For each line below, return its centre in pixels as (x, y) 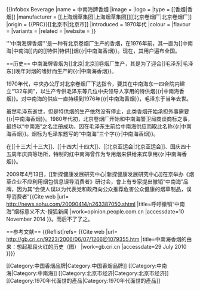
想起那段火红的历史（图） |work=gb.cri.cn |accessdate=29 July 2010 (101, 247)
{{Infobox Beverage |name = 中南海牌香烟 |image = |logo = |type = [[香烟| (97, 9)
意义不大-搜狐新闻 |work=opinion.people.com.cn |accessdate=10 (104, 211)
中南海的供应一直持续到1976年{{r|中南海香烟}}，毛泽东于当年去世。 (109, 99)
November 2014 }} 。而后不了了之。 (50, 219)
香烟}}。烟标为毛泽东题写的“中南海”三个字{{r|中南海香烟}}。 (85, 134)
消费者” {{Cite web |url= (40, 196)
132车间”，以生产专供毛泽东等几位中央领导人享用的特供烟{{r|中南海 (97, 91)
